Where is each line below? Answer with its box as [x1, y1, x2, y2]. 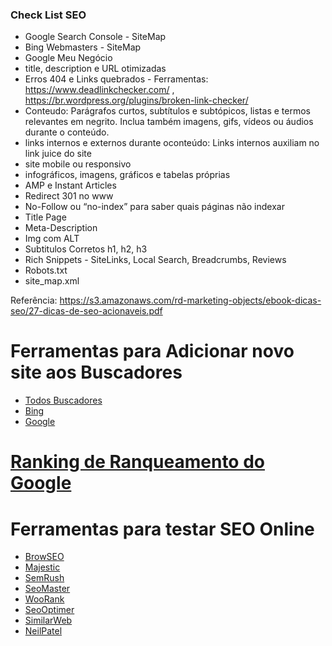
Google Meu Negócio [24, 52, 113, 64]
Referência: [10, 294, 58, 307]
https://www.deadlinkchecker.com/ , [24, 84, 175, 96]
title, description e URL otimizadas [24, 63, 167, 75]
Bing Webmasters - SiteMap [24, 41, 142, 53]
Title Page [24, 211, 67, 223]
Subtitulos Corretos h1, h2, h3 [24, 243, 148, 255]
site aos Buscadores [10, 361, 183, 384]
